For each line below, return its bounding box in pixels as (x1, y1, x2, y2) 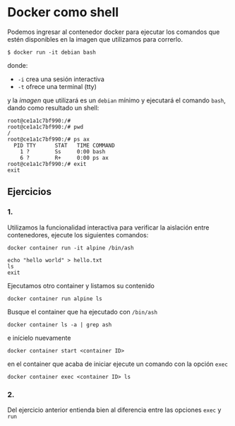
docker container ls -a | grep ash (7, 321, 112, 329)
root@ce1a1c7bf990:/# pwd (7, 123, 83, 131)
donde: (7, 61, 28, 69)
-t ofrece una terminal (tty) (17, 82, 97, 90)
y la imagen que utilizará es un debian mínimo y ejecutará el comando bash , (7, 96, 226, 105)
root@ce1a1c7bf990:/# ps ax (7, 136, 90, 143)
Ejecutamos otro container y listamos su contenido (7, 281, 155, 290)
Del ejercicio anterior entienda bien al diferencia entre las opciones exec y (7, 406, 222, 414)
